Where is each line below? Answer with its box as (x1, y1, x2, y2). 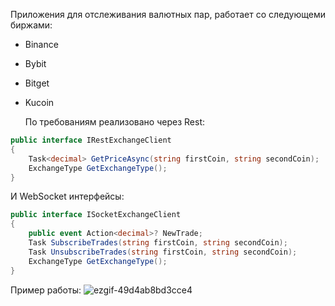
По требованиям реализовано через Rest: (24, 116, 206, 128)
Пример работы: (10, 284, 82, 296)
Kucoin (24, 97, 55, 108)
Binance (24, 39, 59, 50)
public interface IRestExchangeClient (10, 135, 172, 145)
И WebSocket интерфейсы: (10, 190, 125, 203)
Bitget (24, 77, 50, 89)
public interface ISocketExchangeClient (10, 210, 182, 220)
